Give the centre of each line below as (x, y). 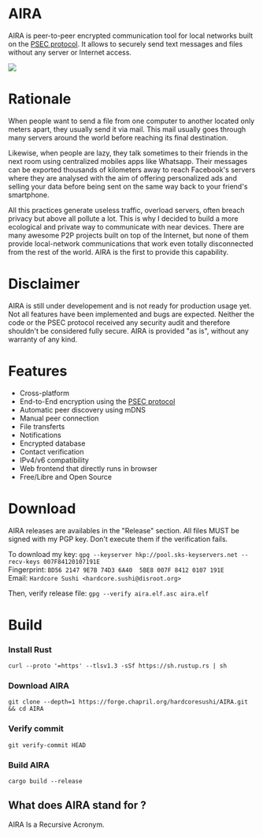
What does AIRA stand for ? (78, 805)
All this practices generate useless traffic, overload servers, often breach (127, 210)
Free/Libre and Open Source (66, 476)
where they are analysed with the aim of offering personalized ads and (123, 177)
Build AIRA (29, 764)
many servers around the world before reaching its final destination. (118, 137)
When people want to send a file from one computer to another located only (131, 121)
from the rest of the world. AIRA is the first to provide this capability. (119, 252)
